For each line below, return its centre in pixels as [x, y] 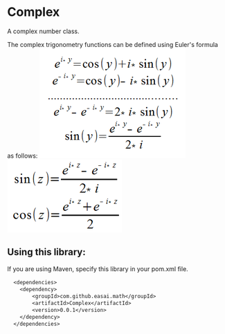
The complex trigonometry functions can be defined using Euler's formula [112, 44]
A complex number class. [43, 31]
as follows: [22, 156]
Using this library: [46, 252]
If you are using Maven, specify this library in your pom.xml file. [98, 269]
